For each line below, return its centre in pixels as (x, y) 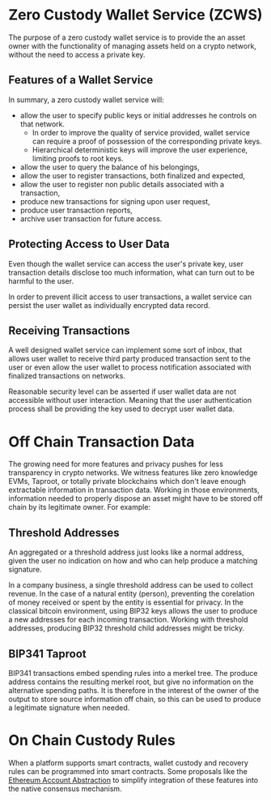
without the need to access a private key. (77, 54)
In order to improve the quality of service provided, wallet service (141, 132)
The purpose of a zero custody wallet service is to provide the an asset (127, 37)
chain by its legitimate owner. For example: (80, 507)
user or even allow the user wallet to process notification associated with (130, 367)
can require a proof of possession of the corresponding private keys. (147, 141)
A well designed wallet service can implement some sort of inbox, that (125, 350)
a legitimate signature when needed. (69, 708)
